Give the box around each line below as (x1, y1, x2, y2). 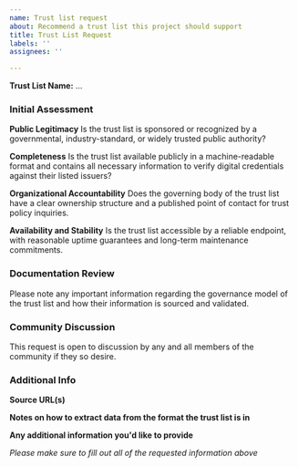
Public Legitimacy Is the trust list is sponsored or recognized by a (9, 124, 258, 135)
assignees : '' (9, 47, 64, 57)
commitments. (9, 244, 64, 255)
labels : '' (9, 38, 51, 48)
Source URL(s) (9, 394, 66, 406)
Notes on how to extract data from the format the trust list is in (9, 412, 251, 423)
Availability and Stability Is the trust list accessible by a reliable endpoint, (9, 225, 287, 236)
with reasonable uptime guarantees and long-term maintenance (9, 234, 249, 246)
